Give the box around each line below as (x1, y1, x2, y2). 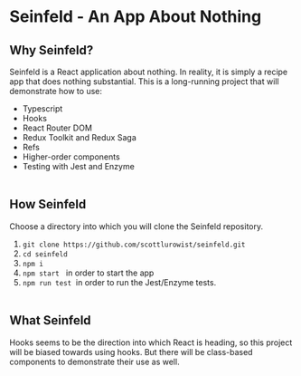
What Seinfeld (9, 313, 92, 328)
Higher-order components (22, 151, 120, 162)
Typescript (22, 103, 63, 114)
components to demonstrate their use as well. (9, 356, 180, 367)
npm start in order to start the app (22, 267, 155, 278)
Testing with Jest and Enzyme (22, 161, 136, 171)
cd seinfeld (22, 249, 68, 259)
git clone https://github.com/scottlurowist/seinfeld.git (22, 240, 246, 249)
